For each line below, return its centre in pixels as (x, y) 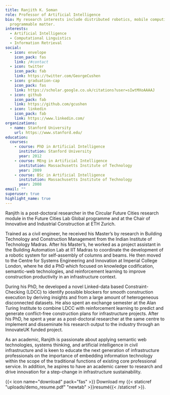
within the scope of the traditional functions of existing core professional (81, 361)
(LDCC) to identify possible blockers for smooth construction (90, 292)
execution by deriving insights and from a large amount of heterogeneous (82, 297)
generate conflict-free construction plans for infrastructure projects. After (82, 313)
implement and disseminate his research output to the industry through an (82, 324)
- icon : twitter (27, 66)
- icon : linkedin (28, 109)
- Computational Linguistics (40, 39)
